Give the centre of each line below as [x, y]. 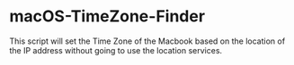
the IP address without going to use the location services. [116, 50]
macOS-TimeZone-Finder [107, 16]
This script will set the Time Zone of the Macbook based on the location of [147, 41]
